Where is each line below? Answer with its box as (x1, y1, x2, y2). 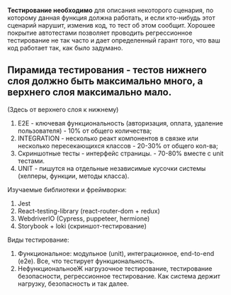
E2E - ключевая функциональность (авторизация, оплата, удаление (17, 118, 223, 127)
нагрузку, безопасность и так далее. (17, 279, 129, 288)
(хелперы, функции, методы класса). (17, 172, 130, 180)
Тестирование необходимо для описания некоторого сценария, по (7, 6, 214, 14)
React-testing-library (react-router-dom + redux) (17, 206, 161, 215)
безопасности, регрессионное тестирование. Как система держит (17, 272, 221, 280)
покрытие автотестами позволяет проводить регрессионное (7, 28, 193, 37)
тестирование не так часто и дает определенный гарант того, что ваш (7, 36, 221, 45)
